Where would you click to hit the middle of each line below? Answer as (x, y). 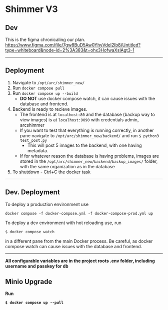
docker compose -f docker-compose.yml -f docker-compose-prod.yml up (79, 213)
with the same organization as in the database (67, 166)
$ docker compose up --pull (34, 303)
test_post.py (33, 140)
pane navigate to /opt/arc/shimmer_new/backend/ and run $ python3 (89, 135)
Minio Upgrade (29, 282)
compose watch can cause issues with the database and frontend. (74, 246)
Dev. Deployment (32, 192)
